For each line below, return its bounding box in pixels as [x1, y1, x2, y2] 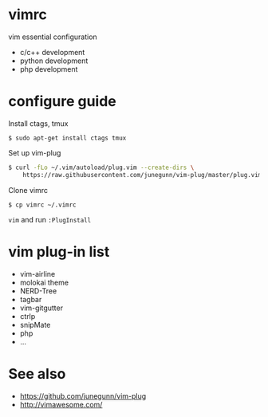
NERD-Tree [19, 285, 57, 296]
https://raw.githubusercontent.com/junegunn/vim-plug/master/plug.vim [22, 171, 262, 179]
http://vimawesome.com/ [19, 399, 103, 409]
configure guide [8, 92, 117, 111]
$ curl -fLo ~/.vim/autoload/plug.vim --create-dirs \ [8, 163, 195, 171]
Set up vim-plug [8, 148, 61, 157]
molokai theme [19, 277, 69, 287]
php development [19, 64, 78, 73]
